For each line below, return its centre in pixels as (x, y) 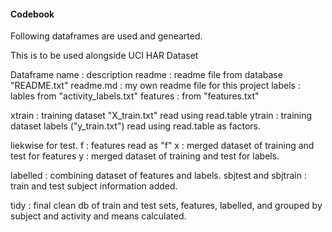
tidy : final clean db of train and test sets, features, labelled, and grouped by (166, 206)
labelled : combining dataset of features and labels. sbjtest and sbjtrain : (158, 176)
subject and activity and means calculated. (98, 216)
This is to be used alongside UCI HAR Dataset (104, 56)
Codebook (32, 14)
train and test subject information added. (94, 186)
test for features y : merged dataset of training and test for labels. (145, 156)
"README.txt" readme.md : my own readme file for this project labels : (155, 86)
